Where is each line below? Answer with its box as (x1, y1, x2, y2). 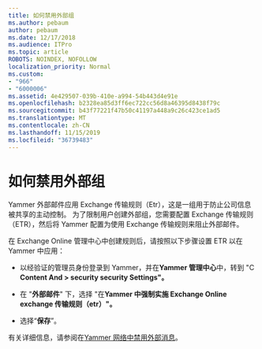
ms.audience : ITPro (8, 41, 73, 49)
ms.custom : (8, 70, 44, 78)
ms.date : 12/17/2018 (8, 33, 77, 42)
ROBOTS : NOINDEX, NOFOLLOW (8, 56, 97, 64)
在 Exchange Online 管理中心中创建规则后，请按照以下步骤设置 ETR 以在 (8, 236, 243, 246)
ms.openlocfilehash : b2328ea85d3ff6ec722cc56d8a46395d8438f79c (8, 99, 221, 107)
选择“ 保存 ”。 (19, 316, 62, 325)
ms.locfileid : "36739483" (8, 136, 93, 144)
